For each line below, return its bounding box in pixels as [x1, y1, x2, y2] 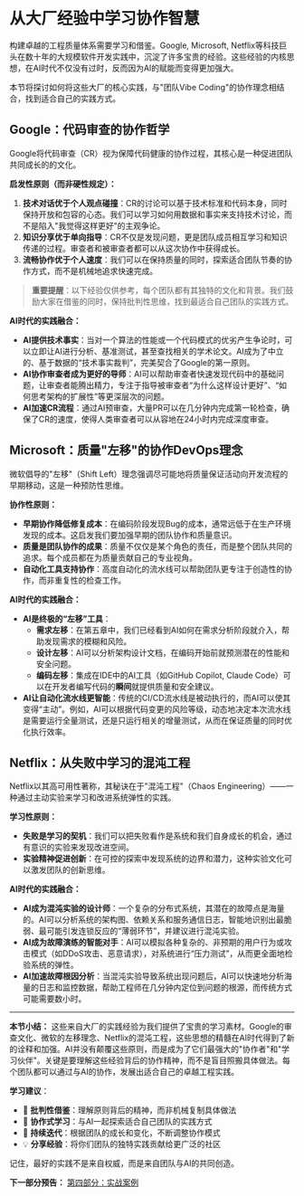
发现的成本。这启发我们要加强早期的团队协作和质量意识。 [22, 529, 237, 540]
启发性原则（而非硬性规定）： [9, 178, 117, 189]
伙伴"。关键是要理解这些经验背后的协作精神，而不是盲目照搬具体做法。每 [16, 1055, 291, 1066]
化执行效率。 [22, 726, 71, 737]
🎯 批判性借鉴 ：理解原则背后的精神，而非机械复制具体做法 [22, 1105, 237, 1115]
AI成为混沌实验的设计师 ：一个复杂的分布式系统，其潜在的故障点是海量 [22, 903, 285, 914]
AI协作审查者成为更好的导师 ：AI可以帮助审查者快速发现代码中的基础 [22, 368, 277, 379]
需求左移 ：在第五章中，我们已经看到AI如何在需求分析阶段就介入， [35, 624, 282, 635]
